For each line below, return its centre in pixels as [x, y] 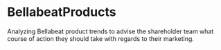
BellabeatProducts [62, 12]
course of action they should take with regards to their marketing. [100, 38]
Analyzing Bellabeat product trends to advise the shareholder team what [110, 31]
